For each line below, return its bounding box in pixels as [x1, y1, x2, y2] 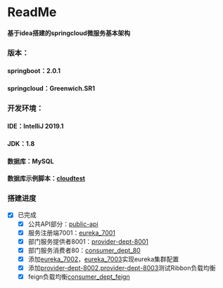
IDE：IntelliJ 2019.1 [7, 122, 64, 131]
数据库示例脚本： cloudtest [7, 174, 86, 183]
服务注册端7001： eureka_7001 [27, 228, 116, 237]
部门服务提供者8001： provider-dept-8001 [27, 237, 149, 246]
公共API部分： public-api [27, 219, 98, 228]
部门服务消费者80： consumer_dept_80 [27, 246, 141, 254]
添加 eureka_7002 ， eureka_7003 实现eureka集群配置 [27, 254, 179, 263]
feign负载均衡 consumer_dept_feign [27, 272, 130, 281]
